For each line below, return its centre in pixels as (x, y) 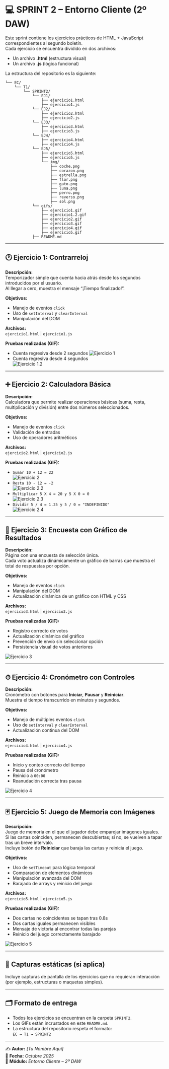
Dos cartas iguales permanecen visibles (54, 923)
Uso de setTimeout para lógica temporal (54, 867)
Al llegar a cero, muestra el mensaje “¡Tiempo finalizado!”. (65, 288)
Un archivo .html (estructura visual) (49, 58)
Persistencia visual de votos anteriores (53, 647)
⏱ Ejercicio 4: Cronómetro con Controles (70, 677)
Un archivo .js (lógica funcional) (46, 63)
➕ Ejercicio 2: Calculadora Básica (58, 384)
